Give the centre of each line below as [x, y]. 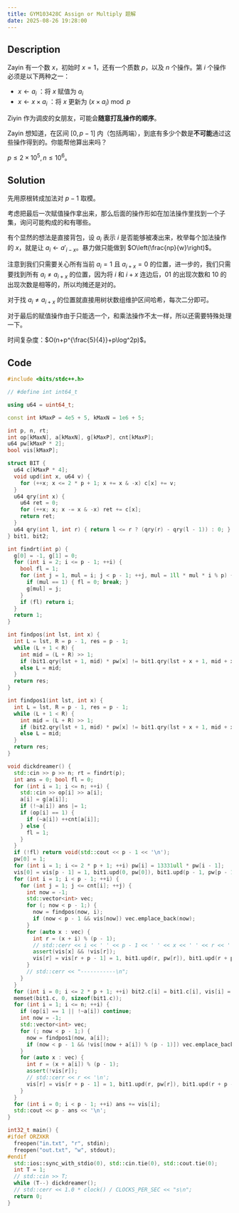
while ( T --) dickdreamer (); [55, 1183]
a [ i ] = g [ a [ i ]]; [44, 800]
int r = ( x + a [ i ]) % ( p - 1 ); [73, 1064]
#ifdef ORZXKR [28, 1137]
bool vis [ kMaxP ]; [33, 451]
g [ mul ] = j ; [44, 588]
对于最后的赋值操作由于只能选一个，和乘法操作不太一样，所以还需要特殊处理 [119, 316]
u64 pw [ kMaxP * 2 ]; [36, 444]
